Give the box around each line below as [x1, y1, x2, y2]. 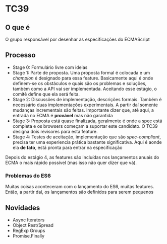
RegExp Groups [12, 227, 45, 233]
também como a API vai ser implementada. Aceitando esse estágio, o [12, 86, 157, 92]
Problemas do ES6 [5, 172, 51, 179]
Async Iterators [12, 217, 45, 223]
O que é [5, 23, 30, 32]
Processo [5, 51, 36, 59]
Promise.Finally [12, 232, 44, 239]
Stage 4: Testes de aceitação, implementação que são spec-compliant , [12, 134, 161, 140]
